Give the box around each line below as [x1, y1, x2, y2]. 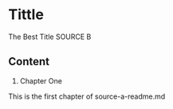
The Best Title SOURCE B [8, 32, 92, 41]
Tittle [8, 6, 44, 24]
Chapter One [19, 76, 62, 85]
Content [8, 55, 50, 68]
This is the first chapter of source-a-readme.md [8, 91, 166, 101]
